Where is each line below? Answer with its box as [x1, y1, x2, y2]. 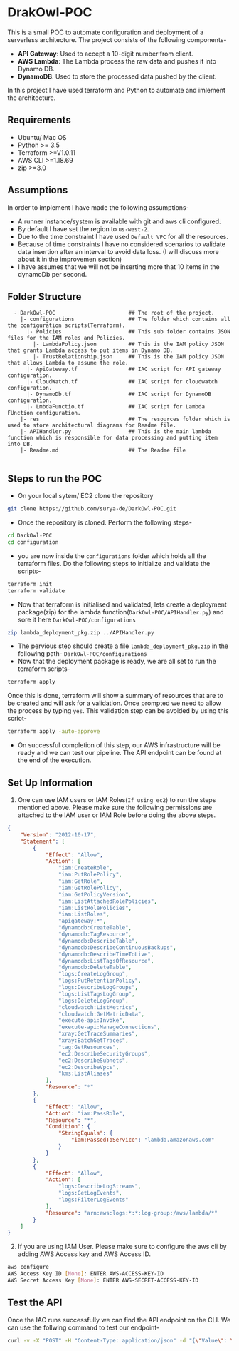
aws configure [7, 1264, 50, 1271]
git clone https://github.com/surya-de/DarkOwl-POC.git [7, 505, 176, 512]
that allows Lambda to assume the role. [7, 360, 129, 367]
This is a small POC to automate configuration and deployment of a [7, 28, 204, 36]
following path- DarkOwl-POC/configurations [17, 649, 147, 658]
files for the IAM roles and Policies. [7, 335, 126, 342]
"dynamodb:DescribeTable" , [58, 937, 139, 944]
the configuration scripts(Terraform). [7, 322, 126, 329]
